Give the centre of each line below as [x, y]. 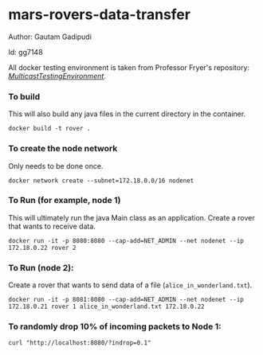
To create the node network [63, 149]
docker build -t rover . [49, 129]
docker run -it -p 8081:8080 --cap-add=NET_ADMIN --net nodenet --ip [126, 300]
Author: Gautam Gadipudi [50, 37]
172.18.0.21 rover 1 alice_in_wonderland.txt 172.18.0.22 [106, 307]
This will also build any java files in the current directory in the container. [127, 114]
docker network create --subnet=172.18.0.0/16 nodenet [101, 181]
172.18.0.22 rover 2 [43, 248]
